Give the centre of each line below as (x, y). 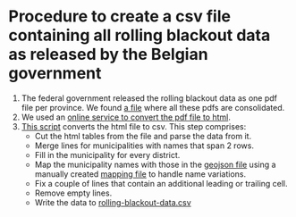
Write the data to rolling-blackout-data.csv (113, 202)
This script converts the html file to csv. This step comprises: (134, 126)
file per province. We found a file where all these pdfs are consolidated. (153, 107)
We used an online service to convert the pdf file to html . (126, 117)
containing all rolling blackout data (140, 35)
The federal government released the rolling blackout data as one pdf (149, 98)
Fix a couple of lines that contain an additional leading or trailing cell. (161, 183)
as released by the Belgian (108, 54)
